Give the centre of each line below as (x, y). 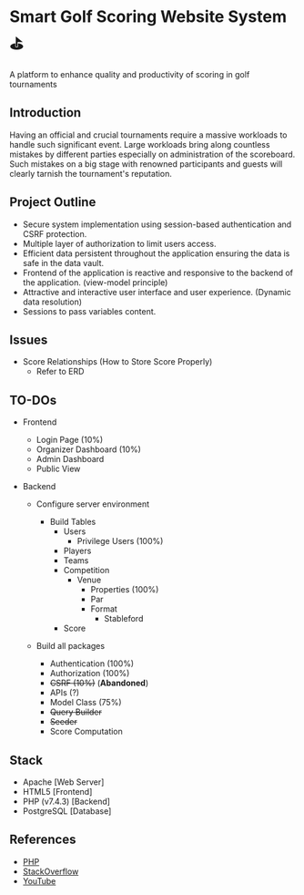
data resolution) (52, 302)
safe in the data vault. (63, 262)
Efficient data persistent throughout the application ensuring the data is (156, 253)
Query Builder (76, 712)
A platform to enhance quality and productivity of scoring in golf (130, 74)
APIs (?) (65, 693)
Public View (58, 469)
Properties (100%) (125, 590)
